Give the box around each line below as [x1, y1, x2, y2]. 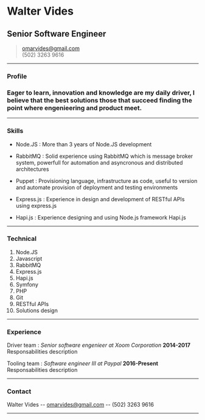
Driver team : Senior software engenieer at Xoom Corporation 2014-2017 [7, 341, 191, 349]
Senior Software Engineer [7, 29, 106, 39]
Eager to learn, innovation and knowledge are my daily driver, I [7, 88, 195, 97]
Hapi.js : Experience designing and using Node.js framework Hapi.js [15, 213, 186, 221]
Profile [7, 72, 27, 80]
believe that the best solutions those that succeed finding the [7, 96, 192, 104]
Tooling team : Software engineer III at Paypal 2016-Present [7, 360, 159, 367]
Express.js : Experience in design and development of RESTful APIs [15, 195, 185, 202]
